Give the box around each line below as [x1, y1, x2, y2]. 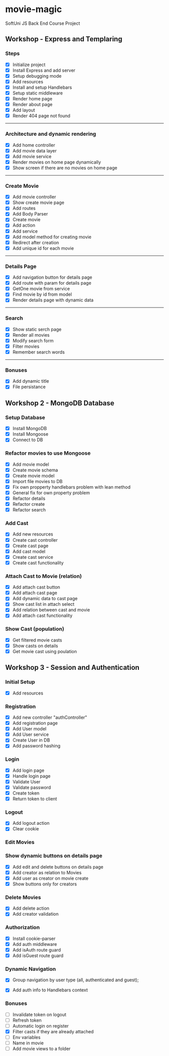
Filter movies [12, 343, 40, 349]
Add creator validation [12, 911, 59, 917]
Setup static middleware [12, 90, 63, 96]
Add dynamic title [12, 378, 49, 384]
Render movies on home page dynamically [12, 159, 101, 165]
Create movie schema [12, 467, 58, 473]
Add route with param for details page [12, 280, 92, 286]
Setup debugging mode [12, 73, 62, 79]
